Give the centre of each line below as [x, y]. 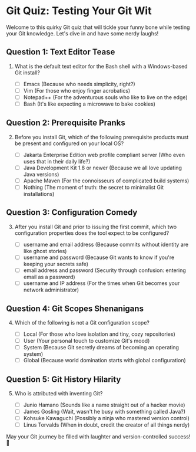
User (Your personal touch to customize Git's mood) [87, 341]
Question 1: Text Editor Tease [61, 52]
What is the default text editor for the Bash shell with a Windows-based [101, 66]
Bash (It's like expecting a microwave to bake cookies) [89, 104]
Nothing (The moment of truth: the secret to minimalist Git [93, 187]
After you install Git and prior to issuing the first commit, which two [96, 227]
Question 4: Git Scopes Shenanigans [75, 308]
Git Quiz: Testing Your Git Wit [79, 11]
